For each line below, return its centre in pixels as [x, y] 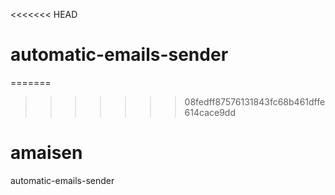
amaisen [46, 153]
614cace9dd [210, 112]
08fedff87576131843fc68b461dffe [255, 101]
